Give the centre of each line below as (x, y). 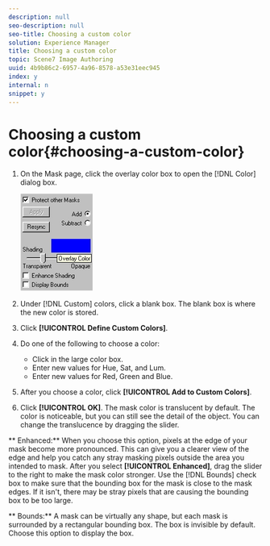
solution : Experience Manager (59, 43)
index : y (23, 77)
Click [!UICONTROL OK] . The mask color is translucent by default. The (137, 408)
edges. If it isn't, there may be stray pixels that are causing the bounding (129, 492)
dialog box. (39, 182)
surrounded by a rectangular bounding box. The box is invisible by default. (132, 525)
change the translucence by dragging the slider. (100, 425)
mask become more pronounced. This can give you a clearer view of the (129, 449)
